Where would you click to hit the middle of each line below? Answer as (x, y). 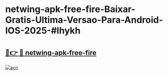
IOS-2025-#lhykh (43, 31)
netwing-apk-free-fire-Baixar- (70, 9)
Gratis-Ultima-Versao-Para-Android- (84, 20)
